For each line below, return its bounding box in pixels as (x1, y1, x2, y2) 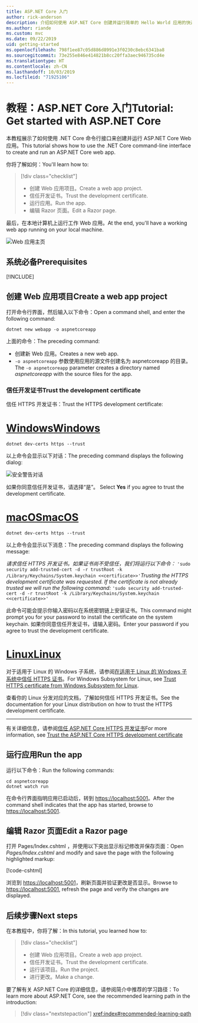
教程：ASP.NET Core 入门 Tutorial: (6, 101, 174, 115)
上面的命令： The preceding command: (6, 337, 100, 345)
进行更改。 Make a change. (29, 973, 94, 981)
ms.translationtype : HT (6, 58, 65, 64)
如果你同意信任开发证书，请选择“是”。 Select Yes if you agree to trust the (6, 483, 184, 490)
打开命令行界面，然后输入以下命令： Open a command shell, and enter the (6, 308, 186, 315)
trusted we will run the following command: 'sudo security (6, 584, 150, 591)
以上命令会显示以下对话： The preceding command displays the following (6, 452, 184, 459)
